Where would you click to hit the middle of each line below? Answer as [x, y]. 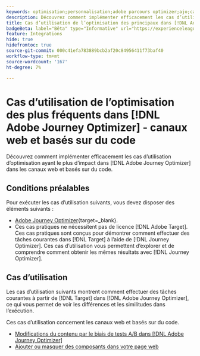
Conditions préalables [48, 188]
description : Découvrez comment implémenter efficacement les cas [90, 17]
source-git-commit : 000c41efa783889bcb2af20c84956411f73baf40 [85, 51]
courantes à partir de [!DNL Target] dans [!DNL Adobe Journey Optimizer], [98, 298]
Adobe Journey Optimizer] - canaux [97, 128]
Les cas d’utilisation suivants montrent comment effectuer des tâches [91, 291]
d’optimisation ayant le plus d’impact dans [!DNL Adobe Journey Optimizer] [99, 163]
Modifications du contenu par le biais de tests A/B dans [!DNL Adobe [99, 334]
